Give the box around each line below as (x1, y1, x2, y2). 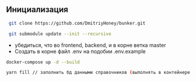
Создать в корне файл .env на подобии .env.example (14, 48, 146, 55)
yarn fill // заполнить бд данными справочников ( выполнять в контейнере (6, 70, 191, 76)
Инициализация (6, 5, 69, 15)
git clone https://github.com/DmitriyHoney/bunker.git (8, 20, 146, 26)
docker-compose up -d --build (6, 59, 80, 65)
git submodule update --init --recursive (8, 31, 111, 37)
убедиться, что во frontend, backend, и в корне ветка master (14, 41, 166, 49)
